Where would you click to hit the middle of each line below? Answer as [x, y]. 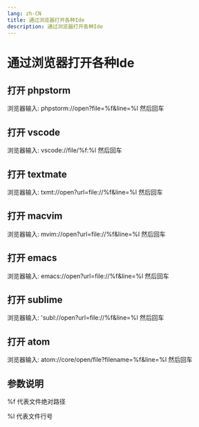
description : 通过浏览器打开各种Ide [55, 26]
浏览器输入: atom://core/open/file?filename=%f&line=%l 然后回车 [100, 360]
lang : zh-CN [24, 13]
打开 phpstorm [39, 90]
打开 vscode [34, 132]
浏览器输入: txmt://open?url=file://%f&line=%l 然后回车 [85, 192]
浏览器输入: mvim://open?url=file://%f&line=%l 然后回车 [86, 234]
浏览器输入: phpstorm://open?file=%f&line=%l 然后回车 [86, 109]
